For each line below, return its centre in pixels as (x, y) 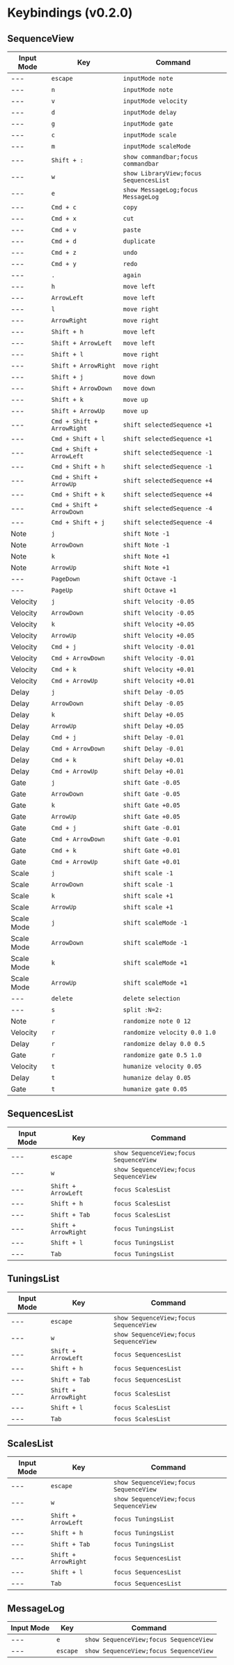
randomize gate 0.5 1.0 (162, 1055)
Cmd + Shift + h (78, 467)
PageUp (62, 590)
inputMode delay (150, 112)
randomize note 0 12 (157, 1021)
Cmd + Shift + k (78, 495)
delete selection (151, 998)
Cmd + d (64, 241)
